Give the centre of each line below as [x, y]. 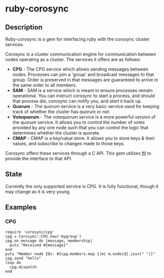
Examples [21, 207]
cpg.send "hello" [23, 258]
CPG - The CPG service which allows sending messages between [80, 69]
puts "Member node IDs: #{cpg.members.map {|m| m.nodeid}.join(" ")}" [80, 254]
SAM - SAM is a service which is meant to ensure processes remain [82, 90]
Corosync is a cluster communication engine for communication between [81, 54]
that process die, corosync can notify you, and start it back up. [77, 101]
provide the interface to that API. [39, 158]
